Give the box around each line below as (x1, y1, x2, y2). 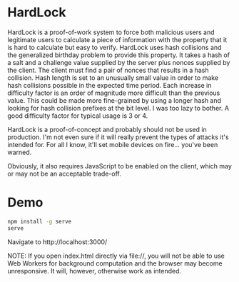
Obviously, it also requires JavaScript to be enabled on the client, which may (7, 161, 232, 170)
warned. (7, 148, 32, 156)
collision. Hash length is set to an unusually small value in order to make (7, 73, 219, 82)
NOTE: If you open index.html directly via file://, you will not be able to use (7, 251, 225, 260)
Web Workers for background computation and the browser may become (7, 258, 223, 268)
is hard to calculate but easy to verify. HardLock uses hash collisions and (7, 43, 222, 51)
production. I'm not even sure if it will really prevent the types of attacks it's (7, 133, 230, 141)
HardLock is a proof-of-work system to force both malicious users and (7, 28, 215, 36)
